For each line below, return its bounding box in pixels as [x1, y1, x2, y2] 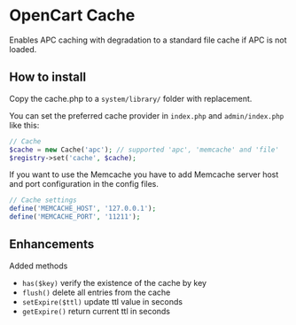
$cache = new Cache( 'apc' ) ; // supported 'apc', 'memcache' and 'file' [9, 145, 279, 154]
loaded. [9, 43, 37, 54]
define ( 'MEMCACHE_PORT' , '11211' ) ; [9, 213, 141, 221]
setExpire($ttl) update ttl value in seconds [21, 296, 183, 306]
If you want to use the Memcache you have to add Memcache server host [9, 169, 279, 180]
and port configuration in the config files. [9, 179, 160, 190]
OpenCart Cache [9, 5, 136, 26]
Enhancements [9, 236, 95, 252]
